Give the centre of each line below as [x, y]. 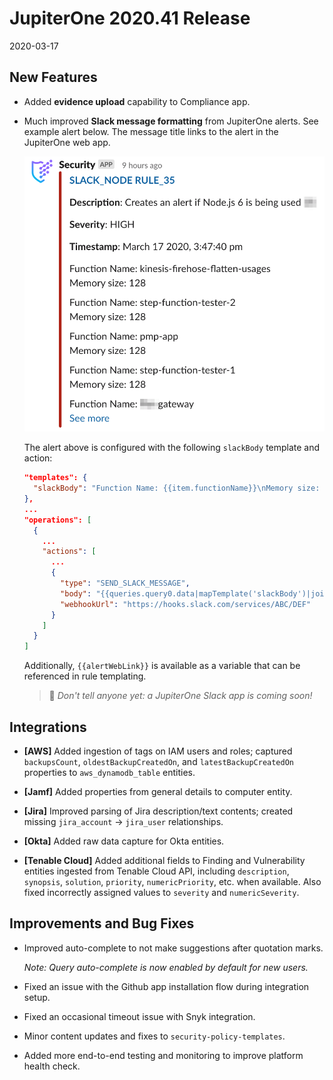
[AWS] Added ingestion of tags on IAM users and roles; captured [158, 751]
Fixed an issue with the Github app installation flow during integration [166, 986]
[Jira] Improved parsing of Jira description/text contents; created [158, 811]
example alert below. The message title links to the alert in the [151, 131]
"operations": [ [57, 520]
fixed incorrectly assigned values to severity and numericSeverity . [161, 893]
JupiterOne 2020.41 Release [130, 18]
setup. [37, 997]
